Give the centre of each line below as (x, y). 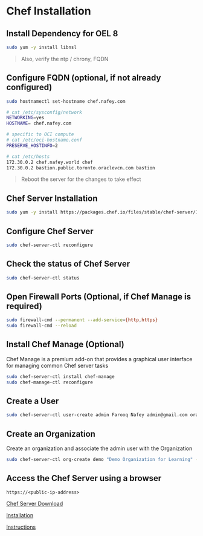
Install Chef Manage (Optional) (66, 345)
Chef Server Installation (52, 198)
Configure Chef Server (50, 231)
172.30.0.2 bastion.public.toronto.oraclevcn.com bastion (81, 168)
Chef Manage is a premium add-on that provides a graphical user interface (99, 359)
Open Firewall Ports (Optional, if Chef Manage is (99, 297)
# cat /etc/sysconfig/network (44, 112)
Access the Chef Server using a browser (84, 478)
